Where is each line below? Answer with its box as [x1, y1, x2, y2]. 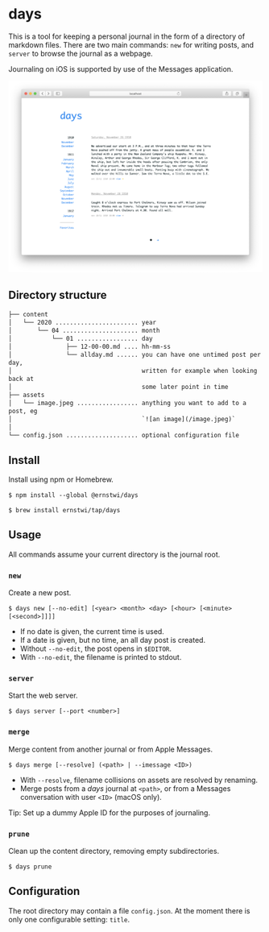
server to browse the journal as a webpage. [8, 48, 153, 58]
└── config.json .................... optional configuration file [8, 432, 240, 440]
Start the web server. [8, 690, 78, 701]
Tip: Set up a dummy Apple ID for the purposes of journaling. [8, 807, 211, 818]
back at [8, 375, 35, 383]
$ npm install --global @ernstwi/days [8, 491, 139, 499]
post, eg [8, 408, 38, 416]
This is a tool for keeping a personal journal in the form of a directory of [8, 31, 246, 41]
